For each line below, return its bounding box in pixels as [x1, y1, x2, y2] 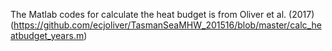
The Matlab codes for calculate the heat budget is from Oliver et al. [10, 9, 287, 20]
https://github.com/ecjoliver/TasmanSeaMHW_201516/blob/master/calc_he [13, 19, 322, 31]
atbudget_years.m [10, 30, 85, 41]
